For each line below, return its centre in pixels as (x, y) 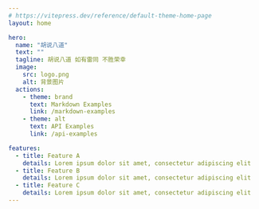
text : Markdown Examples (71, 104)
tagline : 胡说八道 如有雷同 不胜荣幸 (71, 60)
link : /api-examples (63, 134)
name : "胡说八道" (42, 45)
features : (25, 148)
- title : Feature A (48, 156)
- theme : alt (44, 119)
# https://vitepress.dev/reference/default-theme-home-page (110, 16)
